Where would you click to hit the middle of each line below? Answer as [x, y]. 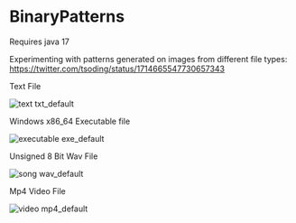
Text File [25, 86]
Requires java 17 [39, 42]
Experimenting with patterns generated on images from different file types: [148, 59]
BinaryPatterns [67, 17]
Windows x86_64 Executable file [70, 121]
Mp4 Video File [37, 190]
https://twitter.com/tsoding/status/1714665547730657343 [117, 69]
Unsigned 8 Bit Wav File [54, 156]
